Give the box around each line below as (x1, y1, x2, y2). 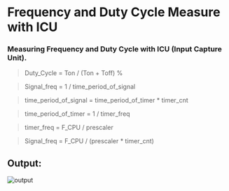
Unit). (7, 53, 27, 63)
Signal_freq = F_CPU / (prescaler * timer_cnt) (24, 137, 154, 145)
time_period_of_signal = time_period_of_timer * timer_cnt (24, 96, 189, 105)
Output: (7, 157, 42, 169)
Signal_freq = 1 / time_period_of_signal (24, 82, 136, 91)
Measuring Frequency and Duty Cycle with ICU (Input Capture (7, 44, 223, 54)
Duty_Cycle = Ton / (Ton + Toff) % (24, 69, 123, 77)
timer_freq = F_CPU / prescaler (24, 124, 114, 132)
